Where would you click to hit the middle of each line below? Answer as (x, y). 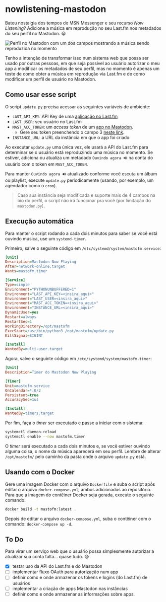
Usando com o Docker (40, 472)
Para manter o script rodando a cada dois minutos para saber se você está (81, 233)
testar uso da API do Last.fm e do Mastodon (57, 566)
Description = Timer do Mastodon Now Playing (51, 373)
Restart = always (21, 317)
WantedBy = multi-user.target (34, 349)
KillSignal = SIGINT (24, 336)
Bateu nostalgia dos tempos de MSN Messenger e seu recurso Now (74, 23)
